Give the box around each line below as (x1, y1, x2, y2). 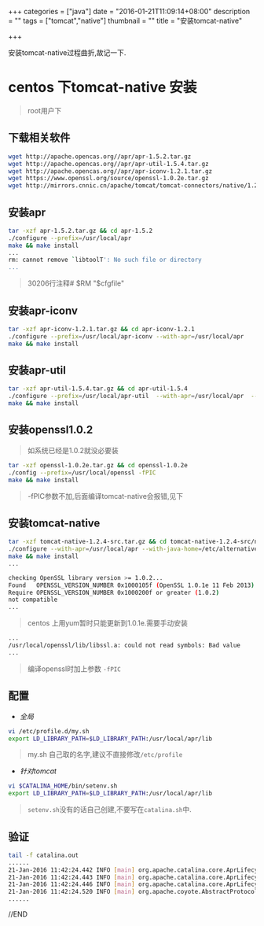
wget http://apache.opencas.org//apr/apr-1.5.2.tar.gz (8, 153, 192, 160)
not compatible (8, 596, 58, 604)
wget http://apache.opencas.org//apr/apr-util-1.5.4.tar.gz (8, 160, 210, 168)
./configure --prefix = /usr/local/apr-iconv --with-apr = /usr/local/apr (8, 332, 244, 341)
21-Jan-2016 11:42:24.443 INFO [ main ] (8, 873, 135, 881)
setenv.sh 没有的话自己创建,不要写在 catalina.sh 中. (27, 805, 192, 814)
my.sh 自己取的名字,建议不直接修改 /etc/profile (27, 750, 183, 759)
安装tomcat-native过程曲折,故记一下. (8, 48, 126, 57)
